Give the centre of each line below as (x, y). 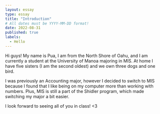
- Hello (17, 42)
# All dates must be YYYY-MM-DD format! (47, 23)
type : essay (17, 14)
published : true (22, 32)
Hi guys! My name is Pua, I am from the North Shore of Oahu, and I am (77, 56)
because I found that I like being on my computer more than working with (79, 86)
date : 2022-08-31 (23, 28)
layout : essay (20, 10)
